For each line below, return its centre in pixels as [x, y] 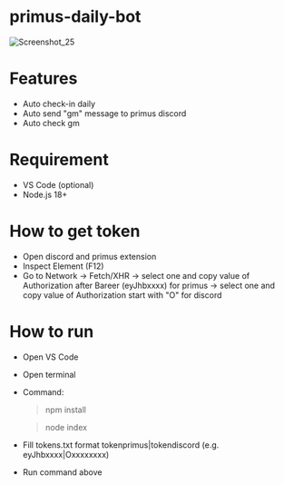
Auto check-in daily [59, 104]
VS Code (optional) [58, 184]
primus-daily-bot [75, 17]
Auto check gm [51, 123]
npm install [65, 410]
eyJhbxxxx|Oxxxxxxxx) [66, 454]
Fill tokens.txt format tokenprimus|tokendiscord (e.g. [121, 445]
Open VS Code [50, 357]
